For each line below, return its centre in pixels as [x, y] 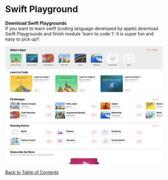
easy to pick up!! [22, 39]
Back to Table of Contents [32, 172]
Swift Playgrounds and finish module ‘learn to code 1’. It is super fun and [79, 34]
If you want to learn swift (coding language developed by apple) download [82, 28]
